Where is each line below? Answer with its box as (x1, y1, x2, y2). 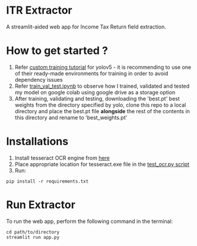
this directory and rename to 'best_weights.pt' (14, 114, 128, 121)
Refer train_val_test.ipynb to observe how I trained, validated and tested (14, 82, 190, 90)
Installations (6, 135, 69, 148)
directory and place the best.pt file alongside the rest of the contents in (14, 107, 190, 114)
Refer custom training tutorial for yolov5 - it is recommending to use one (14, 63, 192, 71)
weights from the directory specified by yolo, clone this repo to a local (14, 101, 186, 108)
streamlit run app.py (6, 234, 60, 240)
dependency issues (14, 76, 63, 83)
